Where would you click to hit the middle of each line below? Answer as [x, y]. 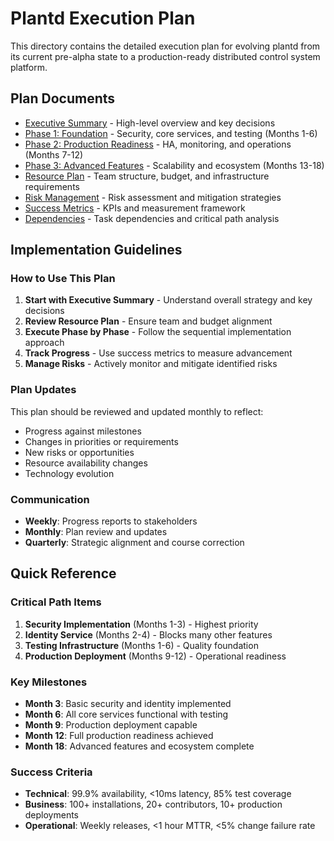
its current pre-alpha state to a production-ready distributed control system [165, 56]
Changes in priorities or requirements [101, 441]
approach [44, 343]
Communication [50, 499]
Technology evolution [69, 473]
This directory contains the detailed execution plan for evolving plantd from [165, 46]
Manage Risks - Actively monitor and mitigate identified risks [151, 364]
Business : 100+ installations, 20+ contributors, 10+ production [153, 804]
